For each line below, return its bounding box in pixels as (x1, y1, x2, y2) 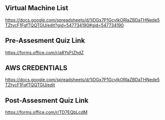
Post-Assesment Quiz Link (5, 96, 89, 105)
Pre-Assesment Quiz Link (5, 36, 85, 45)
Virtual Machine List (5, 4, 68, 12)
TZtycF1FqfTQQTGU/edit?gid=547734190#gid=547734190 (5, 22, 124, 28)
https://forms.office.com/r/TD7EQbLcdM (5, 109, 88, 115)
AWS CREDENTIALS (5, 64, 67, 72)
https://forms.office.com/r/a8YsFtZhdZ (5, 49, 84, 56)
